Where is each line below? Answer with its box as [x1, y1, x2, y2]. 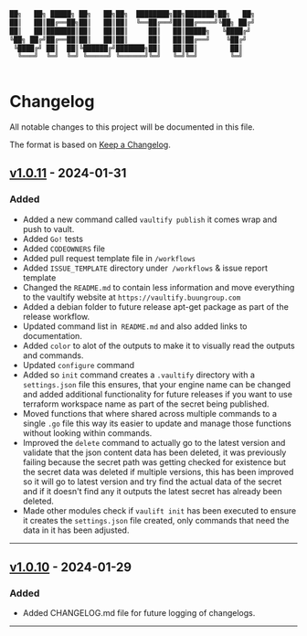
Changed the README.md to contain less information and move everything [22, 281, 295, 292]
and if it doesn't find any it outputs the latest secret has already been [22, 485, 282, 496]
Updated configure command [22, 359, 135, 370]
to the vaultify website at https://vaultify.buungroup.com [22, 291, 241, 302]
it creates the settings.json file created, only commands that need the [22, 514, 290, 525]
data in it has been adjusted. [22, 525, 130, 535]
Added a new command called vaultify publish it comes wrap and [22, 214, 278, 225]
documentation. [22, 330, 82, 341]
